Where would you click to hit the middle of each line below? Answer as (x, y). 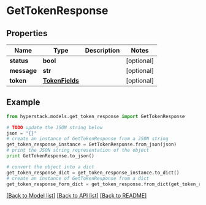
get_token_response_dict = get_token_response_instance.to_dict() (93, 173)
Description (102, 50)
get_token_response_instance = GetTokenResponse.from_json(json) (91, 144)
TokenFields (61, 80)
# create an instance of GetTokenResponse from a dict (78, 178)
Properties (27, 33)
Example (23, 102)
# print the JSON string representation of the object (78, 151)
